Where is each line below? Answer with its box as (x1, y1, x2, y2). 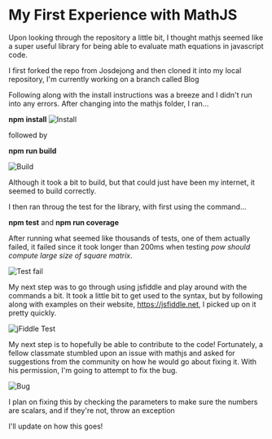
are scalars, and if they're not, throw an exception (8, 405, 175, 415)
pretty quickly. (8, 307, 57, 318)
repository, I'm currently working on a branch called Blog (8, 74, 200, 84)
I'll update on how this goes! (8, 421, 103, 431)
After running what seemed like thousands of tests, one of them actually (8, 233, 251, 243)
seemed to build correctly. (8, 185, 96, 196)
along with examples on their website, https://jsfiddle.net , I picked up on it (8, 299, 257, 309)
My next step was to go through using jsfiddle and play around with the (8, 282, 248, 292)
